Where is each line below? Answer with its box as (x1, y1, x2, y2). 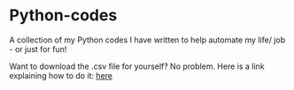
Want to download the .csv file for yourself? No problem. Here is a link (9, 61, 265, 71)
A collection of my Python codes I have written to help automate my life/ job (9, 34, 286, 45)
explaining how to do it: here (9, 70, 113, 80)
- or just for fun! (9, 43, 67, 54)
